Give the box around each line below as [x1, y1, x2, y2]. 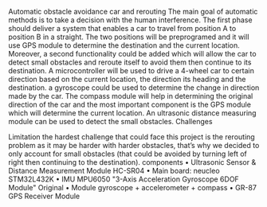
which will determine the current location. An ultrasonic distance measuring [8, 108, 257, 118]
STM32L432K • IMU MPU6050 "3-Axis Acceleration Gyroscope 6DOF [8, 174, 239, 184]
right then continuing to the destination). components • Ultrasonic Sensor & [8, 158, 257, 166]
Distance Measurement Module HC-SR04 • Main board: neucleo [8, 166, 221, 175]
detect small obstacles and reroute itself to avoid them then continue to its [8, 57, 252, 67]
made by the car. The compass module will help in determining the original [8, 92, 253, 100]
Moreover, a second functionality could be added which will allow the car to [8, 49, 257, 58]
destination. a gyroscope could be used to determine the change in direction [8, 83, 260, 92]
